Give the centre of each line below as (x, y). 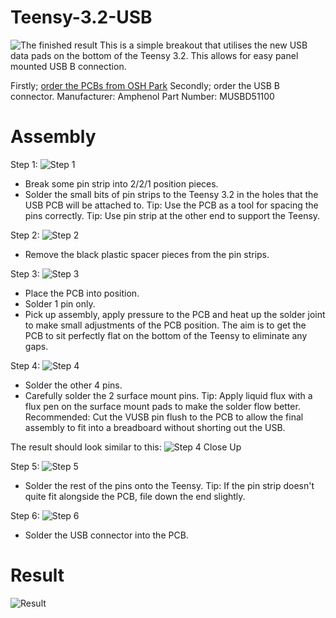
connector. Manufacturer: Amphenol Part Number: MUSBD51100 (142, 96)
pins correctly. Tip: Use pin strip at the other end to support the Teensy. (172, 215)
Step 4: (25, 365)
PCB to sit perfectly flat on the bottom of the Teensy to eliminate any (166, 335)
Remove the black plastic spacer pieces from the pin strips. (147, 254)
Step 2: (25, 235)
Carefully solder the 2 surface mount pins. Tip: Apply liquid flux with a (168, 395)
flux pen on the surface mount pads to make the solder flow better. (162, 406)
